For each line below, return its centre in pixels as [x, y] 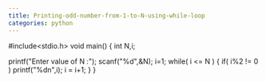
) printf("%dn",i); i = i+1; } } [52, 69]
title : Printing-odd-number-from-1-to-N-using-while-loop [107, 16]
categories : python [41, 23]
